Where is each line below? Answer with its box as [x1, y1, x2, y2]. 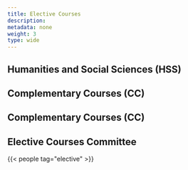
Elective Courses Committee [7, 136, 137, 148]
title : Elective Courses [7, 10, 81, 18]
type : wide [7, 37, 40, 44]
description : [7, 17, 46, 24]
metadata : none [7, 23, 53, 31]
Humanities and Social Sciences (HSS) [7, 63, 182, 75]
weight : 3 [7, 30, 37, 38]
